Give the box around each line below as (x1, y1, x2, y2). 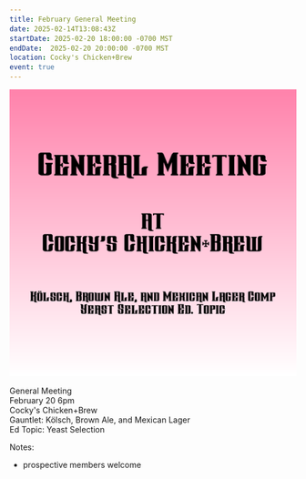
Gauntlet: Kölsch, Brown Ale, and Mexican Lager (9, 414, 191, 425)
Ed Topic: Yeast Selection (9, 424, 106, 434)
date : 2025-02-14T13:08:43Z (9, 24, 117, 34)
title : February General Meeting (9, 15, 137, 24)
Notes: (9, 442, 35, 453)
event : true (9, 63, 55, 72)
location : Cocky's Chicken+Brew (9, 53, 132, 63)
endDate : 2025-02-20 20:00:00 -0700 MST (9, 44, 169, 53)
